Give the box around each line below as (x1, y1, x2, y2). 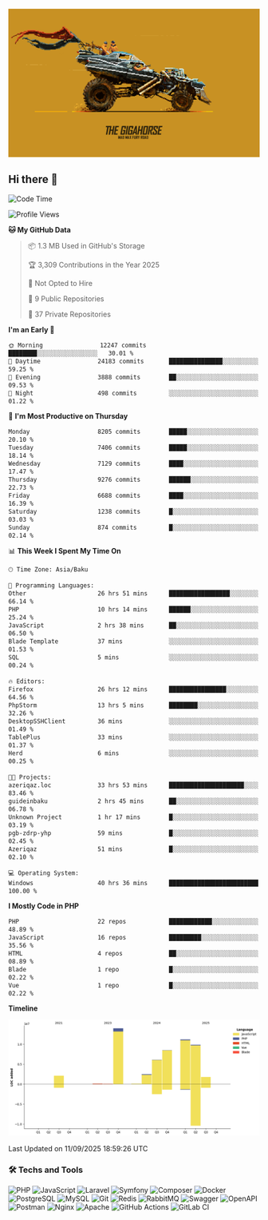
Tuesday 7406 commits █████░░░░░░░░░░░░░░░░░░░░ (8, 443, 259, 451)
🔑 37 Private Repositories (27, 309, 112, 319)
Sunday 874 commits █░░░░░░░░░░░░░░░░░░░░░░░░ (8, 523, 259, 531)
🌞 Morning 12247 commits (8, 341, 147, 349)
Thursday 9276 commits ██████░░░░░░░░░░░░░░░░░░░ (8, 475, 259, 483)
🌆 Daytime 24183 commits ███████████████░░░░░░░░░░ (8, 357, 259, 365)
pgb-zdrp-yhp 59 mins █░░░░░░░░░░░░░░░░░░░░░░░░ (8, 829, 259, 837)
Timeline (8, 1003, 38, 1013)
